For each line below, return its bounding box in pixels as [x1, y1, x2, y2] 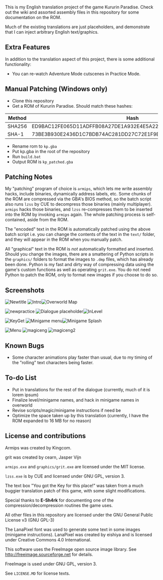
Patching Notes [5, 173, 53, 181]
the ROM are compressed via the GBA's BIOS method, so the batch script [5, 196, 151, 202]
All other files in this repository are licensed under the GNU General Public [5, 512, 153, 518]
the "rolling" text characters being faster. [12, 360, 94, 366]
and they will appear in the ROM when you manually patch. [5, 236, 123, 243]
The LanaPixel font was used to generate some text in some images [5, 526, 141, 532]
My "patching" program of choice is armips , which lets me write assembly [5, 186, 153, 192]
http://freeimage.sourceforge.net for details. [5, 551, 93, 557]
